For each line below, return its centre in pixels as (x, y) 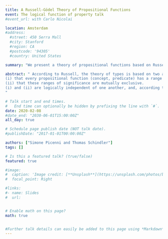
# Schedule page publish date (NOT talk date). (56, 129)
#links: (13, 188)
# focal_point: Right (29, 179)
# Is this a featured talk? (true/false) (49, 156)
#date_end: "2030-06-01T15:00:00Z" (42, 115)
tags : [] (14, 147)
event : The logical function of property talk (54, 14)
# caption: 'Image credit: (34, 175)
